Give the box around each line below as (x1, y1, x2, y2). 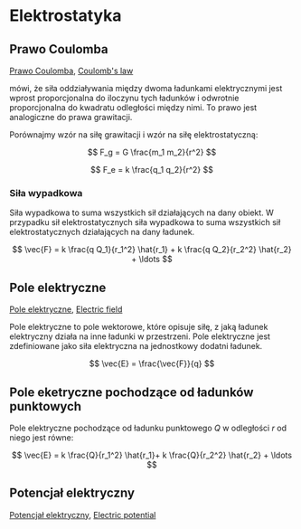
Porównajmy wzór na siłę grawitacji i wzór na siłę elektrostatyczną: (9, 129, 259, 140)
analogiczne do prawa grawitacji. (9, 112, 133, 122)
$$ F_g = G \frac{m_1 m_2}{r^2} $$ (87, 146, 217, 157)
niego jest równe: (9, 431, 74, 443)
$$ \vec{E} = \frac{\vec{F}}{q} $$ (89, 358, 215, 369)
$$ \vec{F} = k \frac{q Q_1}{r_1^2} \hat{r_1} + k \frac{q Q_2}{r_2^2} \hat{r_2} (12, 244, 292, 255)
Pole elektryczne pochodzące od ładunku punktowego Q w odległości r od (9, 422, 287, 433)
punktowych (9, 399, 82, 414)
